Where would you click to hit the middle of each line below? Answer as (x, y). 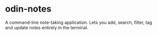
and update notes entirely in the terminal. (47, 27)
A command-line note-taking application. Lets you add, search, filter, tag (79, 22)
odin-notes (28, 9)
